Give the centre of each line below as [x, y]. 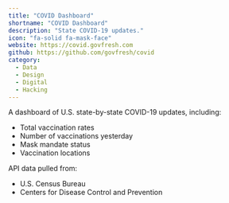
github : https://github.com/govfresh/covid [82, 53]
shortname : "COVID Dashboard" [58, 23]
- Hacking [31, 90]
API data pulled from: [43, 169]
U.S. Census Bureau [52, 184]
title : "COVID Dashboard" [51, 16]
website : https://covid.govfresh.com [71, 45]
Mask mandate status [55, 145]
